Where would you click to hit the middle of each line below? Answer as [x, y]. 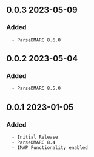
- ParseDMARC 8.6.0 [36, 40]
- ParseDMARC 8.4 [34, 142]
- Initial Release [35, 137]
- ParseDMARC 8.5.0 [36, 89]
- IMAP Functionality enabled [50, 148]
